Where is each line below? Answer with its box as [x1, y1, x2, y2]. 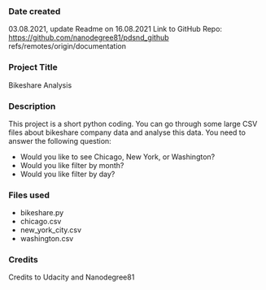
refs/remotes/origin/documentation [8, 41, 126, 51]
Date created [8, 6, 61, 17]
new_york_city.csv [20, 225, 82, 235]
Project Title [8, 62, 59, 73]
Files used [8, 189, 50, 201]
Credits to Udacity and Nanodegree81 [8, 272, 135, 282]
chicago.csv [20, 217, 62, 227]
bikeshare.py [20, 208, 64, 218]
